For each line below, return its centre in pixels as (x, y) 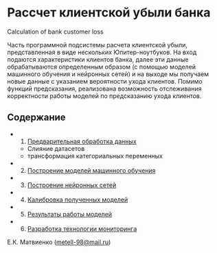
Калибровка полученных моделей (78, 200)
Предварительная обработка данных (82, 141)
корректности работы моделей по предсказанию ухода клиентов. (104, 96)
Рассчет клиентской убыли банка (109, 13)
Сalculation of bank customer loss (56, 32)
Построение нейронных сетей (72, 185)
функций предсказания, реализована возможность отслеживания (104, 88)
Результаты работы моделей (69, 214)
